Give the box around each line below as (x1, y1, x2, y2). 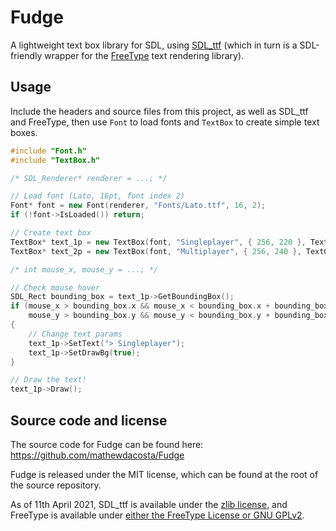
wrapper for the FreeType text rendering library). (44, 49, 245, 61)
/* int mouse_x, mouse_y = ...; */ (10, 264, 159, 275)
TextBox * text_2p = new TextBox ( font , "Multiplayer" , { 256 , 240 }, (10, 246, 302, 256)
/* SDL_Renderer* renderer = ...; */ (10, 173, 168, 183)
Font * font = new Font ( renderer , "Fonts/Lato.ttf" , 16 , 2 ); (10, 201, 267, 211)
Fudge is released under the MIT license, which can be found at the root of (10, 468, 319, 480)
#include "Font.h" (10, 146, 87, 156)
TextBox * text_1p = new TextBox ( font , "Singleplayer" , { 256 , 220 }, (10, 237, 307, 247)
